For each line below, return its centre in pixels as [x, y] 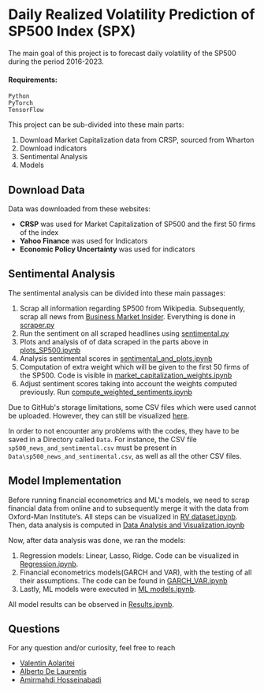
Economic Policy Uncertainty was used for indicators [107, 249]
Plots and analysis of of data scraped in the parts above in [114, 341]
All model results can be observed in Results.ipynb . [91, 604]
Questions [34, 629]
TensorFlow [26, 110]
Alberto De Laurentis [53, 672]
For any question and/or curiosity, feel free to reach [92, 648]
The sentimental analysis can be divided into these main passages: [117, 292]
